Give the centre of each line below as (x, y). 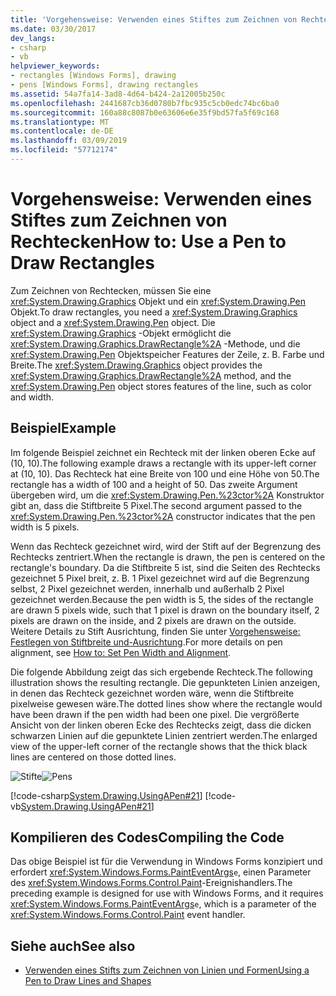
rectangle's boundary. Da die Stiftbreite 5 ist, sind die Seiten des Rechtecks (165, 567)
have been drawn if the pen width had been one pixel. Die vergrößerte (155, 714)
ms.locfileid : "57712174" (64, 150)
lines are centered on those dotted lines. (93, 757)
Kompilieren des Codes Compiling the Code (147, 837)
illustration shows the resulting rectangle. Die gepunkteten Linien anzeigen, (165, 682)
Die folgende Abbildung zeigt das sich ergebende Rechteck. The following (161, 672)
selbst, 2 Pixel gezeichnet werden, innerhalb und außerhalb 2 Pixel (147, 588)
